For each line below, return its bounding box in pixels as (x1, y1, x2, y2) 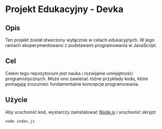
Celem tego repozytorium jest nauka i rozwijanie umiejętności (5, 70, 133, 76)
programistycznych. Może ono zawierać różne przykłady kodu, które (5, 76, 148, 82)
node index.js (5, 118, 35, 124)
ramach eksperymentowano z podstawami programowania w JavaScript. (5, 42, 157, 48)
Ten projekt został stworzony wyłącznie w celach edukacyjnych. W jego (5, 37, 155, 43)
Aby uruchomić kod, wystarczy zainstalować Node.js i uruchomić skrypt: (5, 109, 157, 115)
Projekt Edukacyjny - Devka (5, 4, 124, 15)
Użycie (5, 96, 28, 104)
